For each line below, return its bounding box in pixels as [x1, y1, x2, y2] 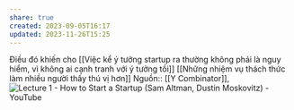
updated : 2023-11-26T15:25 [9, 30, 111, 38]
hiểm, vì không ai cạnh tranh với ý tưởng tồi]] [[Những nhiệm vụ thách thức [9, 63, 286, 74]
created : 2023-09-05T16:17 [9, 21, 111, 30]
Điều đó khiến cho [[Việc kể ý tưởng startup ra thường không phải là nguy [9, 55, 281, 65]
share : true [9, 13, 54, 22]
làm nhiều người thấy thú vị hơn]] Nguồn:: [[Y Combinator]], [9, 73, 230, 84]
